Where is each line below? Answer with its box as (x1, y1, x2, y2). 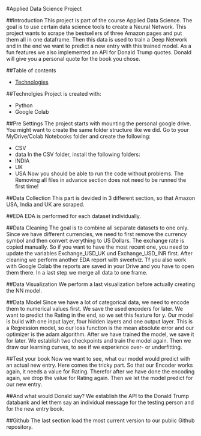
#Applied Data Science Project (6, 5, 82, 12)
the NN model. (6, 287, 42, 294)
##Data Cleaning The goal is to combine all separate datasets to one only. (6, 224, 189, 231)
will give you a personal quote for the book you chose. (6, 55, 141, 62)
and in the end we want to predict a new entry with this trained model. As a (6, 42, 192, 49)
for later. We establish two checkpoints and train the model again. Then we (6, 337, 191, 344)
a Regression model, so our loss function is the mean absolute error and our (6, 325, 194, 331)
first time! (14, 183, 39, 190)
